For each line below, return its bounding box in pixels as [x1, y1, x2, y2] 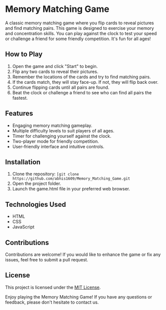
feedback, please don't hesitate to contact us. [5, 299, 99, 305]
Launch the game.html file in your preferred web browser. [12, 186, 130, 192]
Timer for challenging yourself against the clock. [12, 133, 111, 139]
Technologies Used [5, 200, 66, 209]
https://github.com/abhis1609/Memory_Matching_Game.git [12, 176, 130, 182]
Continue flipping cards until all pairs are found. [12, 84, 110, 90]
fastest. [12, 95, 28, 101]
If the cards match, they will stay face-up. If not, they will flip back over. [12, 79, 159, 85]
